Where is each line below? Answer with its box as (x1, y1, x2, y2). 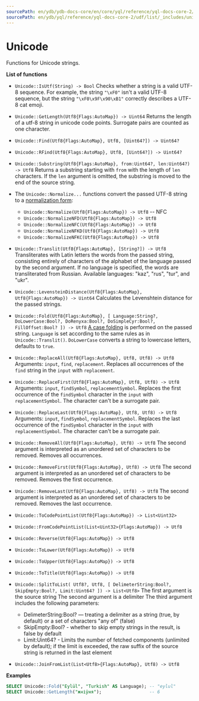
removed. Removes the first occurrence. (14, 476, 114, 483)
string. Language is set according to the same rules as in (14, 330, 150, 337)
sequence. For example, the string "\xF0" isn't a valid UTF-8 (20, 89, 167, 96)
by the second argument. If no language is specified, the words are (14, 264, 179, 271)
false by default (23, 630, 62, 637)
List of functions (6, 71, 47, 78)
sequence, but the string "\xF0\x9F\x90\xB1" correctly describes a (14, 95, 178, 102)
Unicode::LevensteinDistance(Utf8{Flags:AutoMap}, (14, 289, 143, 295)
